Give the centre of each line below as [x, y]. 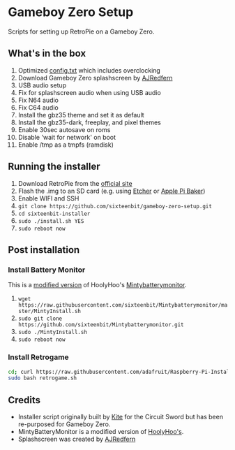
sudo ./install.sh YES [51, 221]
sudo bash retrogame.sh [43, 378]
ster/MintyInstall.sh [49, 312]
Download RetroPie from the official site [75, 183]
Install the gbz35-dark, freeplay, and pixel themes [89, 122]
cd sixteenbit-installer [54, 214]
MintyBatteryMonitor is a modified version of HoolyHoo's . [101, 432]
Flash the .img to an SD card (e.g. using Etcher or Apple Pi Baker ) [112, 191]
